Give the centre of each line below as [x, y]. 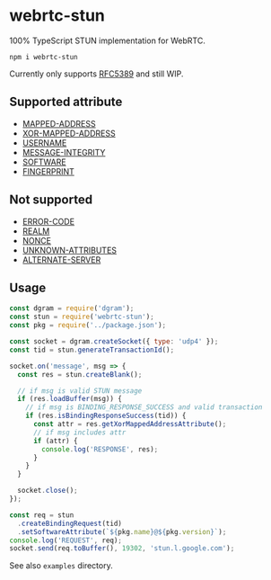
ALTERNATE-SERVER [61, 259]
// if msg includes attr [79, 433]
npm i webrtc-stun [44, 57]
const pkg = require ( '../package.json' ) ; [88, 326]
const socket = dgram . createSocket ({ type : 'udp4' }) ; [114, 342]
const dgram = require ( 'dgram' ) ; [72, 308]
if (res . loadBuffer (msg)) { [70, 399]
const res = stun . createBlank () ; [80, 374]
